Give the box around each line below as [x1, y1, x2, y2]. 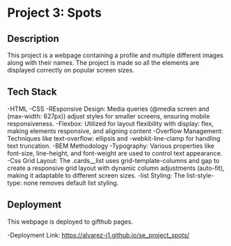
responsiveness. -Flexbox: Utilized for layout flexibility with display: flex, [7, 119, 214, 128]
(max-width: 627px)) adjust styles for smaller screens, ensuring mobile [7, 112, 210, 120]
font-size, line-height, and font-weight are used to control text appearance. [7, 148, 223, 157]
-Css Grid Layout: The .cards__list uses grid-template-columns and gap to [7, 156, 220, 164]
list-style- [186, 171, 214, 179]
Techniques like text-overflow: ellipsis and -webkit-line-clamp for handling [7, 134, 221, 142]
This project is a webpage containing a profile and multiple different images [7, 51, 224, 59]
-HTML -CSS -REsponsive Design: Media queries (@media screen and [7, 105, 210, 113]
